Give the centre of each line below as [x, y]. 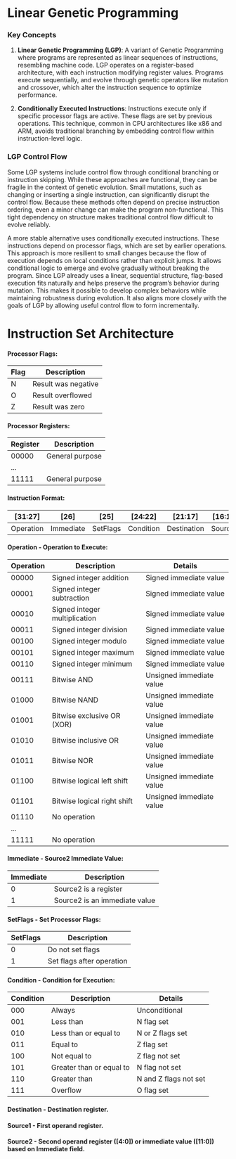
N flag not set [159, 1068]
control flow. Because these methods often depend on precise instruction [113, 202]
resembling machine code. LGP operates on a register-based [106, 65]
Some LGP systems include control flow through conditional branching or [113, 172]
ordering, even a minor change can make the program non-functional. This [115, 210]
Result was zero [59, 407]
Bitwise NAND [75, 700]
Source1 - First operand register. [55, 1125]
